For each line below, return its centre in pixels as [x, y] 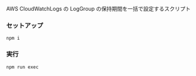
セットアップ [25, 26]
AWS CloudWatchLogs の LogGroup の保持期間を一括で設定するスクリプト [98, 9]
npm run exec [22, 67]
